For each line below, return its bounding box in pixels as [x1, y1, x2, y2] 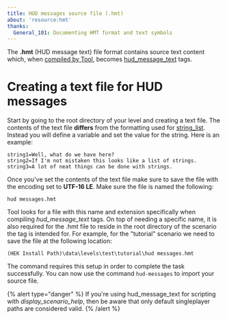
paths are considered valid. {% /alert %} [7, 305, 121, 313]
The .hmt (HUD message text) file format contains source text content [7, 48, 205, 56]
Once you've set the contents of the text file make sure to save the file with [7, 175, 219, 183]
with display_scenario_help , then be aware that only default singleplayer [7, 297, 211, 305]
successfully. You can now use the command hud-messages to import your [7, 270, 215, 278]
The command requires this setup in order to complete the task [7, 262, 185, 270]
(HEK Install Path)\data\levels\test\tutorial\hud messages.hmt [7, 251, 194, 257]
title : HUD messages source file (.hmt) [7, 10, 124, 17]
